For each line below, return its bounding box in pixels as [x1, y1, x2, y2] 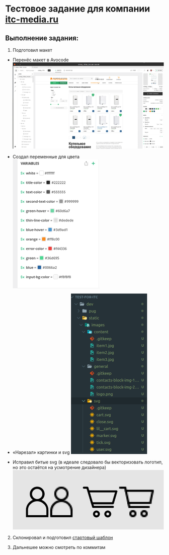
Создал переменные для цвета [12, 153, 79, 160]
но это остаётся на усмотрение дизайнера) [12, 464, 107, 470]
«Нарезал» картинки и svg [12, 449, 70, 455]
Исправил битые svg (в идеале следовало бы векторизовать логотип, [12, 459, 163, 465]
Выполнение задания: [5, 34, 79, 42]
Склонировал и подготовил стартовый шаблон [12, 534, 113, 541]
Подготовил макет [12, 47, 52, 53]
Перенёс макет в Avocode [12, 57, 69, 63]
